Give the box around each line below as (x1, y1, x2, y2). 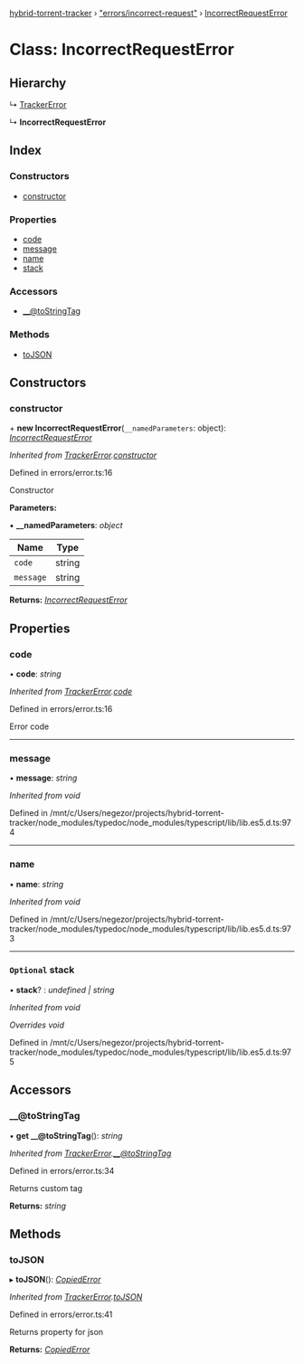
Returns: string (9, 1200, 66, 1211)
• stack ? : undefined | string (9, 984, 115, 995)
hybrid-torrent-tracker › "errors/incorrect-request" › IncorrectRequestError (9, 8, 288, 18)
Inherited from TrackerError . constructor (9, 450, 157, 460)
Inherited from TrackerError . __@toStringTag (9, 1148, 172, 1159)
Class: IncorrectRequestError (9, 40, 235, 60)
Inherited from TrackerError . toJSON (9, 1292, 143, 1302)
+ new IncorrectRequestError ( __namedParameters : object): (9, 422, 226, 433)
